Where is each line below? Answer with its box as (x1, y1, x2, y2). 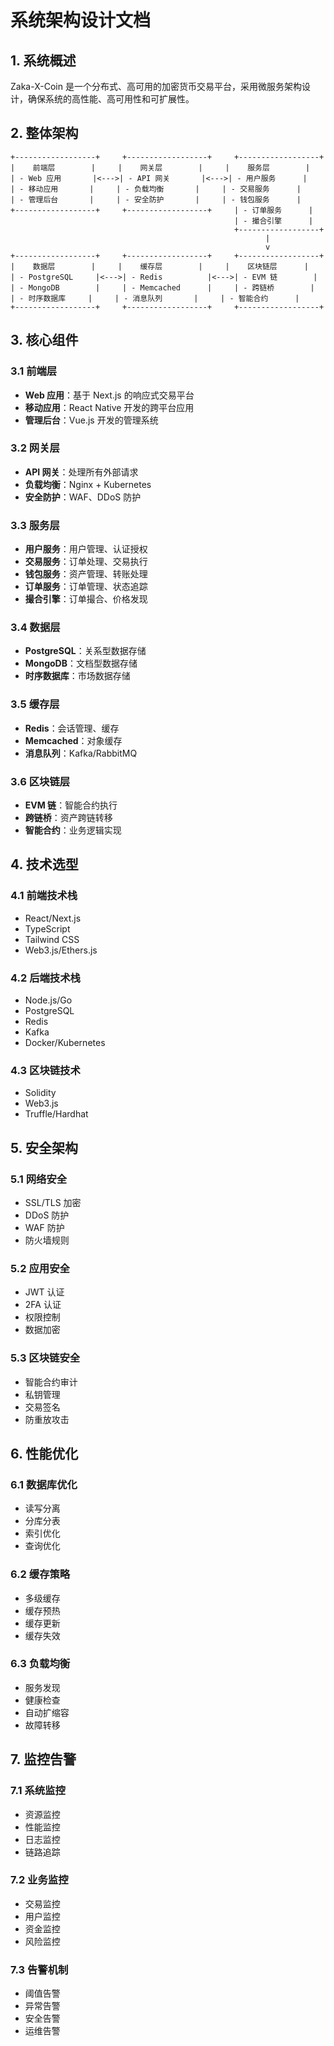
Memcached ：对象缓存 (24, 734, 123, 746)
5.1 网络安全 (10, 1172, 68, 1186)
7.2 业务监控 (10, 1873, 69, 1887)
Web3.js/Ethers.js (24, 944, 98, 956)
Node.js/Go (24, 994, 73, 1006)
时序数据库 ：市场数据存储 (24, 670, 131, 682)
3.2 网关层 (10, 441, 60, 455)
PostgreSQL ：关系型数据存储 (24, 645, 147, 657)
